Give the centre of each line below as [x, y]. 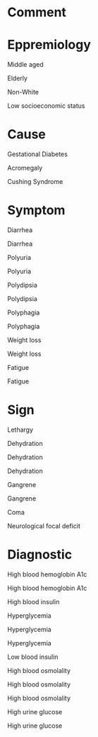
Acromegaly [25, 168]
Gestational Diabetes [38, 154]
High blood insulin [33, 601]
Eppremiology [49, 45]
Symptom [36, 211]
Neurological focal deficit [44, 525]
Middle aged [25, 65]
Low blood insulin [33, 657]
